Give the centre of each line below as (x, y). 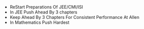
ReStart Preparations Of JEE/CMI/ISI (46, 7)
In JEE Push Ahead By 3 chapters (43, 12)
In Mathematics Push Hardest (39, 22)
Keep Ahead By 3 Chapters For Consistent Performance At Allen (74, 17)
